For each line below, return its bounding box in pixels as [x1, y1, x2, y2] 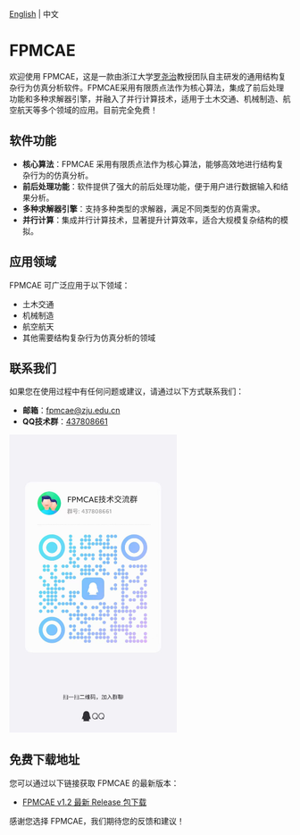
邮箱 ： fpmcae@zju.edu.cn [21, 405, 121, 416]
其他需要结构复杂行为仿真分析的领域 [21, 332, 156, 343]
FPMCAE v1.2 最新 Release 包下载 [21, 797, 147, 807]
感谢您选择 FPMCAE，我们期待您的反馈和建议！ [9, 815, 185, 826]
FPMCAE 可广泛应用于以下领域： [9, 280, 130, 290]
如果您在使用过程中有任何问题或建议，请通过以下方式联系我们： [9, 386, 244, 397]
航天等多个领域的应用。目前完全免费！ [16, 104, 158, 115]
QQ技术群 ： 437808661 [21, 416, 109, 427]
